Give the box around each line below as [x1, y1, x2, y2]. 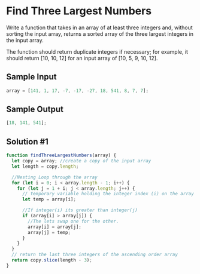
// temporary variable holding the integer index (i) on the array [22, 191, 195, 197]
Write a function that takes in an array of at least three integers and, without [6, 24, 193, 31]
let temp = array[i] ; [22, 196, 77, 202]
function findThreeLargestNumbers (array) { [6, 152, 117, 159]
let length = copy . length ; [11, 163, 79, 170]
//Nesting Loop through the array [11, 174, 98, 180]
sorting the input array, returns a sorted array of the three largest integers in [6, 30, 193, 37]
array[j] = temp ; [28, 229, 71, 235]
